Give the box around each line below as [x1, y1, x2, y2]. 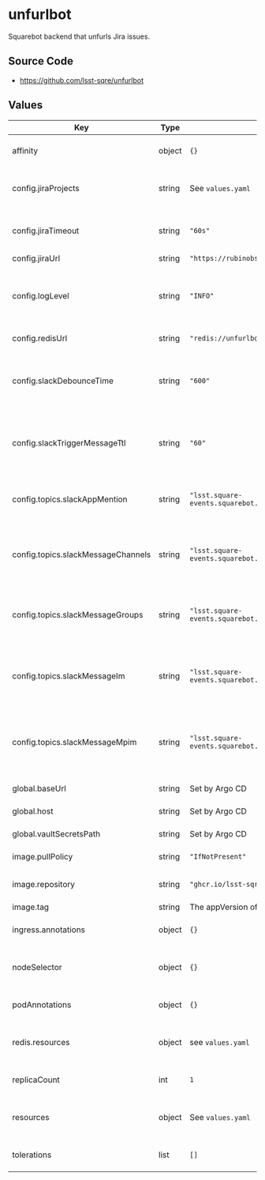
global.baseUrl [12, 783, 67, 794]
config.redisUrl [12, 333, 68, 344]
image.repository [12, 878, 76, 889]
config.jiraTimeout [12, 225, 80, 236]
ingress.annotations [12, 924, 85, 935]
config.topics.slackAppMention [12, 494, 128, 505]
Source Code [8, 54, 73, 68]
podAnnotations [12, 999, 72, 1010]
